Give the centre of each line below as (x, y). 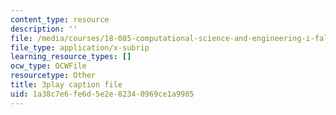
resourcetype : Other (53, 76)
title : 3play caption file (66, 85)
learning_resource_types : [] (71, 57)
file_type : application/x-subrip (80, 47)
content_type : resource (60, 19)
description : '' (44, 29)
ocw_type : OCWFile (48, 66)
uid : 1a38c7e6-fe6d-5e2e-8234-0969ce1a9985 (102, 94)
